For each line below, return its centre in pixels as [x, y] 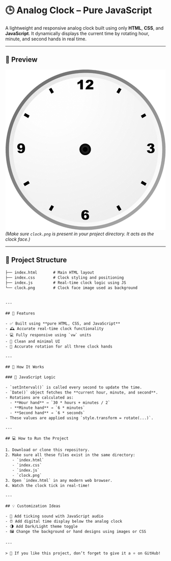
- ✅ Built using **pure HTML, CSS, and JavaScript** [63, 323]
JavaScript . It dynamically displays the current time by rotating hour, [77, 33]
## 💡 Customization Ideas [33, 506]
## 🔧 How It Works [25, 367]
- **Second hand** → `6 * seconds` [48, 413]
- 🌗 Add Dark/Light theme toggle [41, 526]
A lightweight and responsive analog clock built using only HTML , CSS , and [84, 28]
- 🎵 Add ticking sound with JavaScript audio [54, 516]
